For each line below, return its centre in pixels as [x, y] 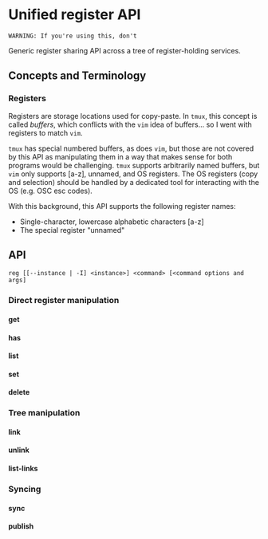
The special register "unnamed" [72, 230]
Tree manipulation [44, 413]
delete [19, 392]
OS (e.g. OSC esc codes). [51, 191]
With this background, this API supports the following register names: [122, 206]
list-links [23, 469]
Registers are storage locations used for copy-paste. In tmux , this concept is [133, 116]
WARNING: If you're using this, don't [73, 36]
